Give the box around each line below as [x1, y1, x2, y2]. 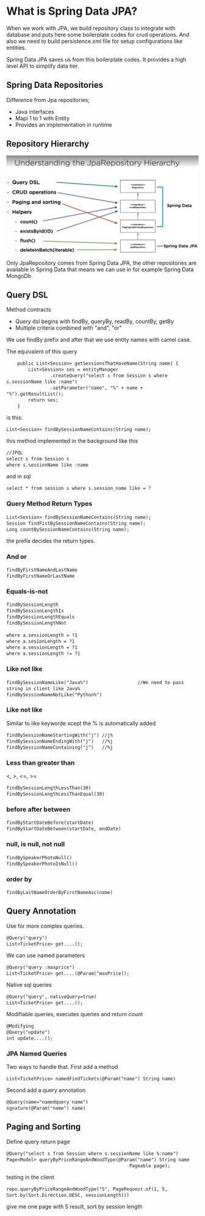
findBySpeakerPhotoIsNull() [6, 861, 78, 867]
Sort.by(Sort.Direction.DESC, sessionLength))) [6, 1192, 130, 1198]
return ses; [28, 397, 59, 404]
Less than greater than [6, 759, 75, 767]
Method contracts [6, 306, 51, 313]
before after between [6, 805, 71, 814]
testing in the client [6, 1173, 55, 1181]
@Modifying [6, 1023, 34, 1029]
